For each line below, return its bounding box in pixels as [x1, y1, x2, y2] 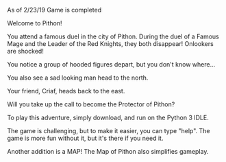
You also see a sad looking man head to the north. [7, 73, 149, 82]
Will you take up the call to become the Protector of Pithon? [7, 100, 175, 108]
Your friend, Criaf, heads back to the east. [7, 87, 125, 95]
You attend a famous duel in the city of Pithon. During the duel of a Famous [7, 32, 219, 40]
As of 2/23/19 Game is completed [7, 6, 101, 14]
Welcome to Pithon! [7, 19, 63, 27]
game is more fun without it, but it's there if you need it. [7, 134, 164, 142]
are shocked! [7, 47, 45, 55]
